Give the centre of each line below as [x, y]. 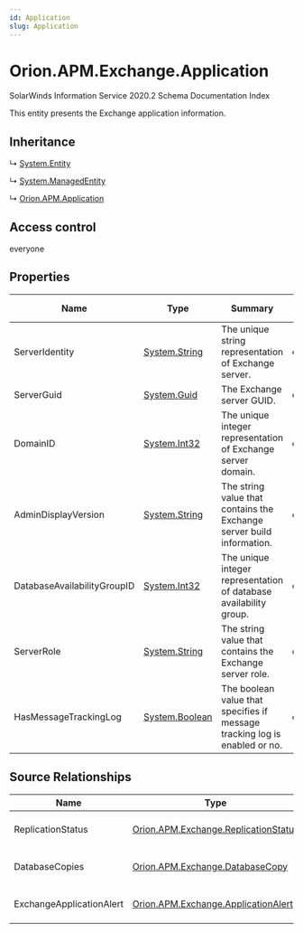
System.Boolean [178, 717]
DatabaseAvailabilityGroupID [74, 586]
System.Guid [170, 394]
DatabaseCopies [49, 866]
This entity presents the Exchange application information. [118, 113]
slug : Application [44, 26]
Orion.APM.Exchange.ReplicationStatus [216, 829]
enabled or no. [251, 745]
